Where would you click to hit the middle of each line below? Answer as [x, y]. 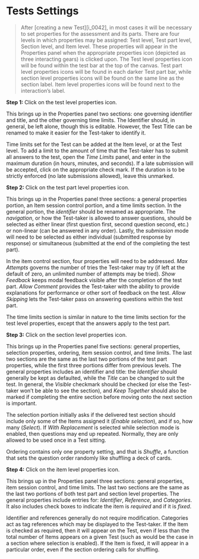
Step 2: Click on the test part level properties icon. [68, 187]
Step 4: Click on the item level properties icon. [63, 469]
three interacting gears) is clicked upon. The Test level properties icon [107, 59]
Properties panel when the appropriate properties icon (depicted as [103, 52]
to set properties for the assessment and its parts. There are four [100, 33]
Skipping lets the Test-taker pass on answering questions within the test [94, 299]
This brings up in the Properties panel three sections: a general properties [97, 199]
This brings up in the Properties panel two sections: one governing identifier [99, 114]
